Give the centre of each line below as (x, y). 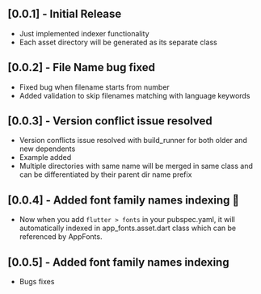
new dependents (47, 149)
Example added (45, 157)
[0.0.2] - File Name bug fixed (81, 67)
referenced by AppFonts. (61, 237)
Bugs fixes (37, 282)
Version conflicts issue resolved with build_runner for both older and (133, 141)
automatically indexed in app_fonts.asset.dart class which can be (127, 228)
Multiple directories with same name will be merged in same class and (136, 166)
